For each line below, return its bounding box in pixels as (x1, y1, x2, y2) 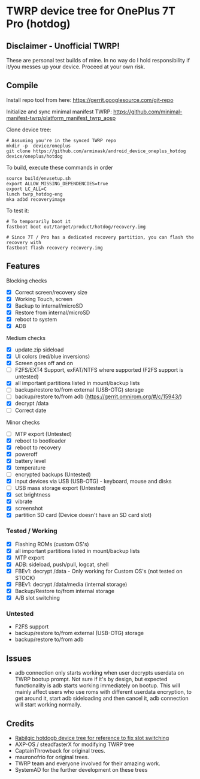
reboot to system (14, 315, 57, 323)
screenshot (14, 505, 43, 512)
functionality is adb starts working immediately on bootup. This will (14, 682, 181, 689)
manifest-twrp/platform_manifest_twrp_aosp (6, 114, 116, 121)
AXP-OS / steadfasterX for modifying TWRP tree (14, 741, 135, 748)
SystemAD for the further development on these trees (14, 766, 148, 774)
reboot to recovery (14, 444, 62, 451)
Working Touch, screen (14, 295, 73, 302)
